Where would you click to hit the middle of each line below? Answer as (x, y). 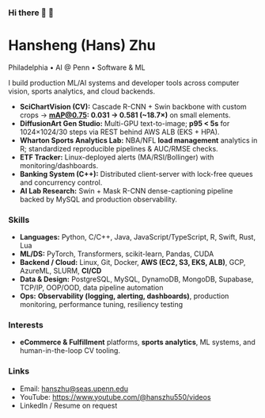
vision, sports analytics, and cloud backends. (82, 91)
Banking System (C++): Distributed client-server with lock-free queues (136, 174)
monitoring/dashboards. (59, 165)
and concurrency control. (61, 182)
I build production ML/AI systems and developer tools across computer (124, 82)
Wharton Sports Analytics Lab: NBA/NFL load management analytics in (138, 140)
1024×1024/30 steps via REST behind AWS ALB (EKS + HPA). (119, 132)
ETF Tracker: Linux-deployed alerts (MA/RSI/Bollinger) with (117, 157)
